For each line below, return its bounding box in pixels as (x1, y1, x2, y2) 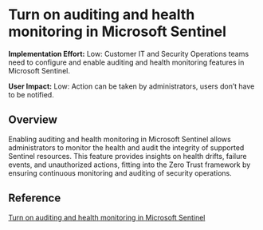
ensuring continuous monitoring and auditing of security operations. (8, 168, 233, 177)
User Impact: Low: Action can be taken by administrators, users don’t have (8, 81, 255, 91)
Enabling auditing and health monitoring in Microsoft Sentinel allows (8, 134, 231, 144)
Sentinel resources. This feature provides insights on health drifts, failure (8, 151, 247, 161)
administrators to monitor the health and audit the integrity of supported (8, 142, 245, 153)
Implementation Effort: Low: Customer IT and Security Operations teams (8, 49, 249, 58)
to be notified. (8, 89, 54, 99)
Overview (8, 113, 58, 127)
